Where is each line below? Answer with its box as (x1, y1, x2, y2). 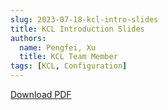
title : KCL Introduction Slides (10, 24, 145, 34)
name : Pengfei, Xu (19, 42, 97, 53)
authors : (10, 33, 47, 43)
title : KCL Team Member (19, 52, 118, 62)
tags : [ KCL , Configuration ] (10, 61, 128, 71)
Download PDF (10, 89, 72, 100)
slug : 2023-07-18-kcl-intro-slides (10, 14, 159, 25)
